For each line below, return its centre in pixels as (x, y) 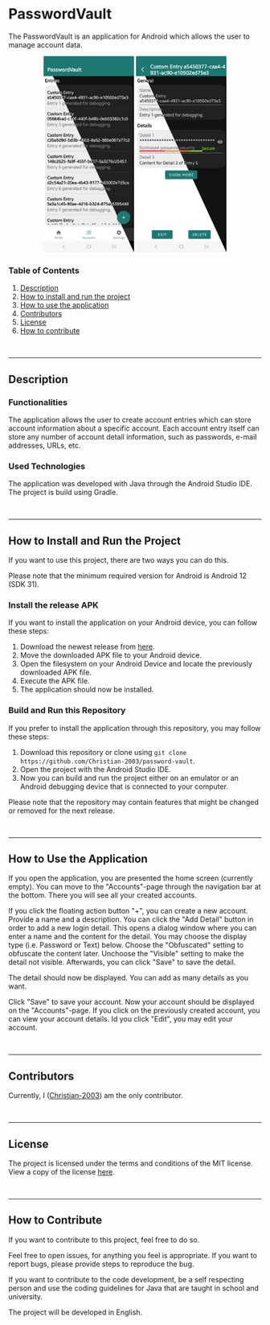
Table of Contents (44, 270)
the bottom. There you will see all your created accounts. (102, 895)
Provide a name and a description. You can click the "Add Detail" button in (131, 919)
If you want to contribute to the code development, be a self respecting (126, 1279)
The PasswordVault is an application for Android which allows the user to (129, 36)
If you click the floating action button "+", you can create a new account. (129, 911)
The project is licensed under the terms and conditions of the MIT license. (131, 1163)
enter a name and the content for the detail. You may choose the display (128, 937)
